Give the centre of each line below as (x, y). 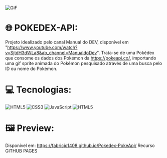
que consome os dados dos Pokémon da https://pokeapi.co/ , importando (81, 58)
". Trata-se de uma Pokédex (126, 52)
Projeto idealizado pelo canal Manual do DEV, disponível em (67, 42)
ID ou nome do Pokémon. (31, 68)
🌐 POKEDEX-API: (42, 28)
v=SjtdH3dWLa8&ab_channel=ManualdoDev (51, 52)
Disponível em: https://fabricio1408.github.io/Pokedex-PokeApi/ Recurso (80, 145)
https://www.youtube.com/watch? (42, 47)
